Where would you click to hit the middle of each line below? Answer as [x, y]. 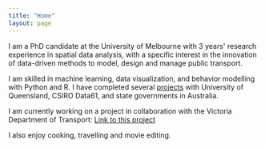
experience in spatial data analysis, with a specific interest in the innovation [133, 54]
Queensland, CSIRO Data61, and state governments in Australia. [113, 95]
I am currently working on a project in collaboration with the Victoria [120, 111]
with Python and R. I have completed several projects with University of [126, 87]
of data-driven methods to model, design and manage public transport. [125, 63]
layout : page [30, 23]
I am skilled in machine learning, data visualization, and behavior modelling [132, 78]
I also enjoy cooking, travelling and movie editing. [90, 135]
